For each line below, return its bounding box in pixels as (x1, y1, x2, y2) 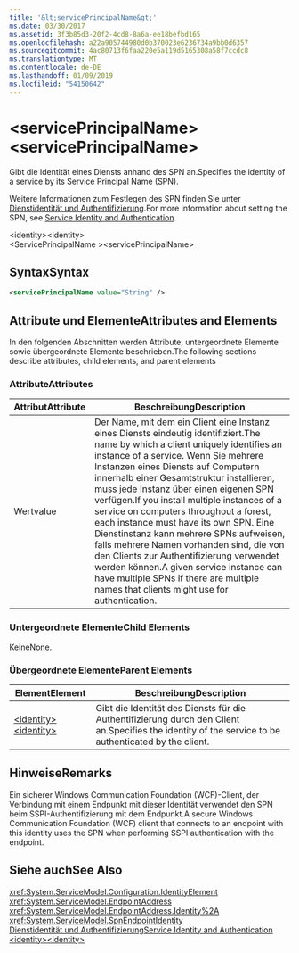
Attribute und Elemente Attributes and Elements (9, 313, 278, 328)
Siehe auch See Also (9, 863, 123, 878)
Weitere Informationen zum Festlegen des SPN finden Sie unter (9, 193, 241, 203)
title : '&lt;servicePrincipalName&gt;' (9, 12, 158, 22)
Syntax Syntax (9, 264, 90, 279)
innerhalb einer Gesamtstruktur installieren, (94, 472, 275, 485)
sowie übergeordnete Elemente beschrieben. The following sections (9, 346, 257, 357)
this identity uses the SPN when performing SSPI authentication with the (9, 827, 274, 838)
